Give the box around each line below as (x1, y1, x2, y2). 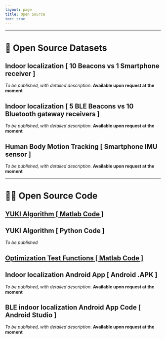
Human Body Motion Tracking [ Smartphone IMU (5, 142, 158, 151)
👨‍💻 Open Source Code (5, 190, 98, 202)
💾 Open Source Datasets (5, 42, 107, 53)
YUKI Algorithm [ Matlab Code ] (5, 210, 104, 218)
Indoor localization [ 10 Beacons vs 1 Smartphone (5, 62, 160, 70)
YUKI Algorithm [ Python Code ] (5, 226, 105, 235)
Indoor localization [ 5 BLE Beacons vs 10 (5, 102, 134, 110)
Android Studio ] (5, 311, 57, 319)
